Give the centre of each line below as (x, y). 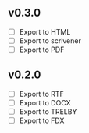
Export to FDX (42, 120)
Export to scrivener (50, 41)
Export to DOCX (45, 102)
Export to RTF (41, 94)
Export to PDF (42, 50)
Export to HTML (45, 31)
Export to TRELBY (48, 111)
